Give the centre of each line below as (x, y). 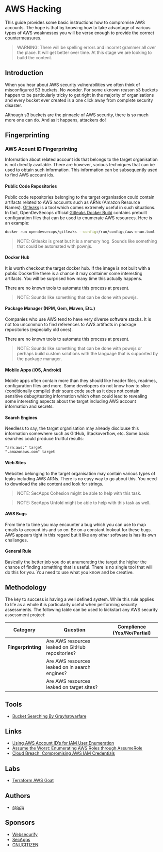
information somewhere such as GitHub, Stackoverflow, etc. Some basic (77, 434)
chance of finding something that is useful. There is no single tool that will (79, 567)
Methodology (26, 587)
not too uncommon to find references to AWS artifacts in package (71, 324)
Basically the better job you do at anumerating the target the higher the (76, 562)
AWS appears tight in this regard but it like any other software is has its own (81, 535)
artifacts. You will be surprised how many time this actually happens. (73, 278)
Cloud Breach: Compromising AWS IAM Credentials (63, 753)
